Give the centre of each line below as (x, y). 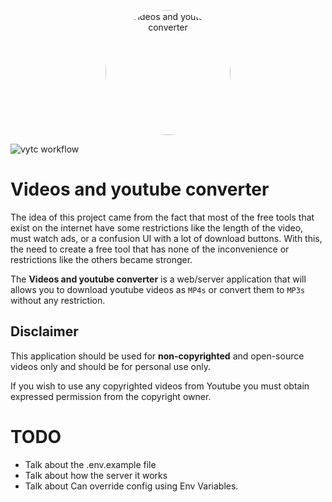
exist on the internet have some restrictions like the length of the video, (157, 227)
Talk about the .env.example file (90, 464)
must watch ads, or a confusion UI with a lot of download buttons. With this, (166, 238)
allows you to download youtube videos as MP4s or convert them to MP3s (158, 289)
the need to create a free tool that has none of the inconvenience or (150, 249)
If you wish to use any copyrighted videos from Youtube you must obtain (160, 386)
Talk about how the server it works (96, 475)
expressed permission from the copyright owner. (111, 396)
